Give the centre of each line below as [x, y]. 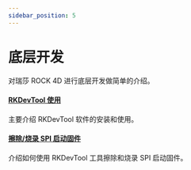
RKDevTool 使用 [34, 100]
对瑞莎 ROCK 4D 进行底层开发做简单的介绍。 [81, 81]
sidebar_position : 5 [42, 15]
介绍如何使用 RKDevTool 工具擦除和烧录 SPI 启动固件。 [98, 157]
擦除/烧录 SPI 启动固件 [45, 138]
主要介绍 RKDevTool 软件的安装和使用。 [73, 119]
